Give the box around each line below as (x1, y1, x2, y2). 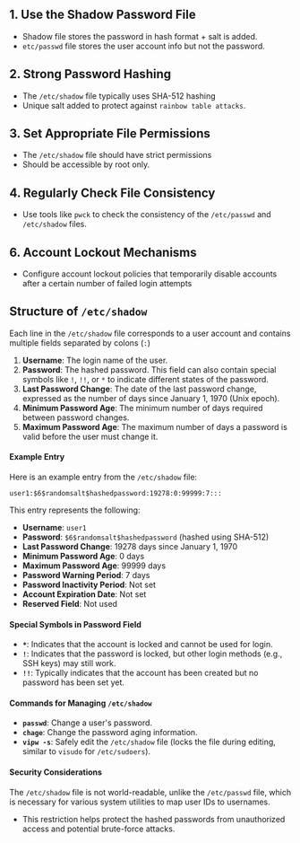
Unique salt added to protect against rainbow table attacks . (21, 100, 246, 110)
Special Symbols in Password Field (9, 619, 141, 629)
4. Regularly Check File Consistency (9, 185, 216, 200)
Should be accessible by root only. (21, 159, 150, 170)
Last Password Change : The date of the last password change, (21, 383, 257, 394)
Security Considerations (9, 767, 103, 777)
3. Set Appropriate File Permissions (9, 126, 210, 142)
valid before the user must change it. (21, 431, 159, 442)
